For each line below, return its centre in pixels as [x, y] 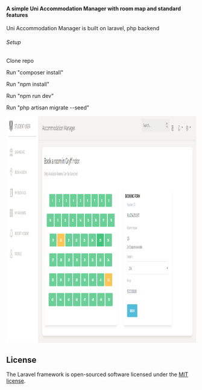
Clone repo [20, 61]
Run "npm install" [28, 84]
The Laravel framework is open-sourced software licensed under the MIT [97, 374]
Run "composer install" [35, 73]
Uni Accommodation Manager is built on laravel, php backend [83, 28]
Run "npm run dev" [30, 96]
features [17, 15]
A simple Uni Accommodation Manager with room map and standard [94, 8]
